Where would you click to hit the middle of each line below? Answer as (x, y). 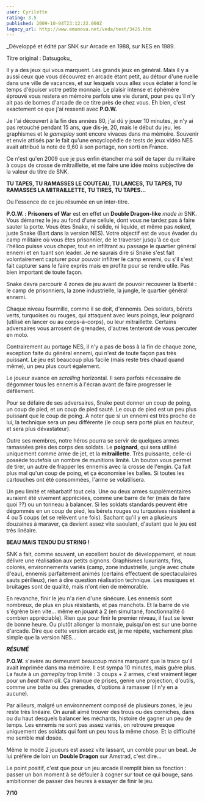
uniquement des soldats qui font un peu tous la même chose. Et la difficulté (101, 732)
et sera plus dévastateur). (39, 429)
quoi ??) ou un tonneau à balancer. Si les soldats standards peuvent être (97, 504)
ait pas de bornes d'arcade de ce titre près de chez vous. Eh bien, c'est (96, 103)
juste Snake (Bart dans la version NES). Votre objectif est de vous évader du (102, 234)
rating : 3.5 (21, 18)
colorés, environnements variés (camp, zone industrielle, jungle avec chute (101, 567)
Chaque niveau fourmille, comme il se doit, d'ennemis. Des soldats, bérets (99, 309)
